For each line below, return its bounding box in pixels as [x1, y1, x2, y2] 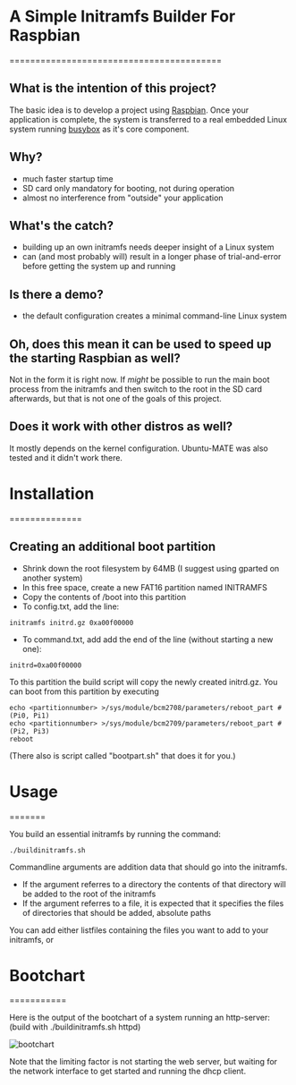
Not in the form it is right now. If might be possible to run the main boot [9, 374, 270, 385]
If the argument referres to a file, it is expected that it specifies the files [21, 897, 284, 909]
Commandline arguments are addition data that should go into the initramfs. [9, 861, 288, 872]
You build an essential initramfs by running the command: [9, 828, 222, 839]
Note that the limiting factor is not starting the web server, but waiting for [9, 1056, 278, 1067]
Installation [9, 484, 95, 504]
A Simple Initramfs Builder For [9, 6, 236, 27]
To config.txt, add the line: [21, 601, 120, 612]
